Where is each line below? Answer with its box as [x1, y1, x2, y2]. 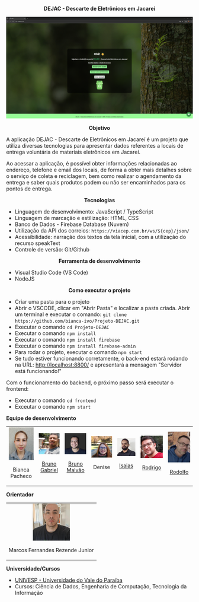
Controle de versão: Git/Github [14, 246, 90, 253]
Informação [14, 589, 43, 596]
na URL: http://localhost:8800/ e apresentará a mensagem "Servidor [14, 361, 182, 368]
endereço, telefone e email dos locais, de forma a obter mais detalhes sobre [6, 166, 192, 173]
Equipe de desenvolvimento [6, 415, 76, 422]
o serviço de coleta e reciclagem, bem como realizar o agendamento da [6, 172, 182, 180]
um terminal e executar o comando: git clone [14, 311, 127, 318]
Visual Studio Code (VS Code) [14, 269, 89, 276]
